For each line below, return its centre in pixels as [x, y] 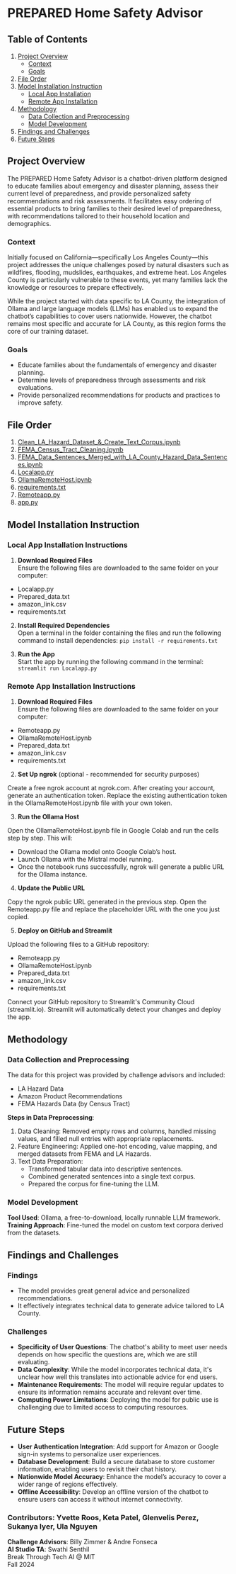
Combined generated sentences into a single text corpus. [112, 1176]
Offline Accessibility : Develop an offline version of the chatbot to [113, 1491]
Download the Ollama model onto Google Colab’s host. [97, 852]
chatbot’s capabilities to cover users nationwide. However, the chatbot [110, 316]
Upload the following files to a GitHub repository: [78, 945]
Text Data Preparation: [50, 1161]
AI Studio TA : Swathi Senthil [48, 1549]
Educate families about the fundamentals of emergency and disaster [117, 365]
